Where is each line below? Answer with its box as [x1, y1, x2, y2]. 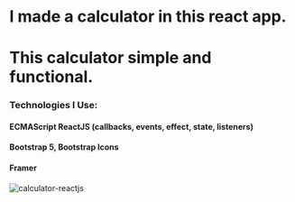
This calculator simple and [9, 48, 212, 69]
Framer [9, 162, 38, 173]
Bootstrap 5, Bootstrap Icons [9, 142, 119, 152]
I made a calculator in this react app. [9, 6, 287, 27]
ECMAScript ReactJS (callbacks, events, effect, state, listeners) [9, 121, 254, 132]
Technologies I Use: [9, 99, 98, 112]
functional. [9, 67, 94, 87]
